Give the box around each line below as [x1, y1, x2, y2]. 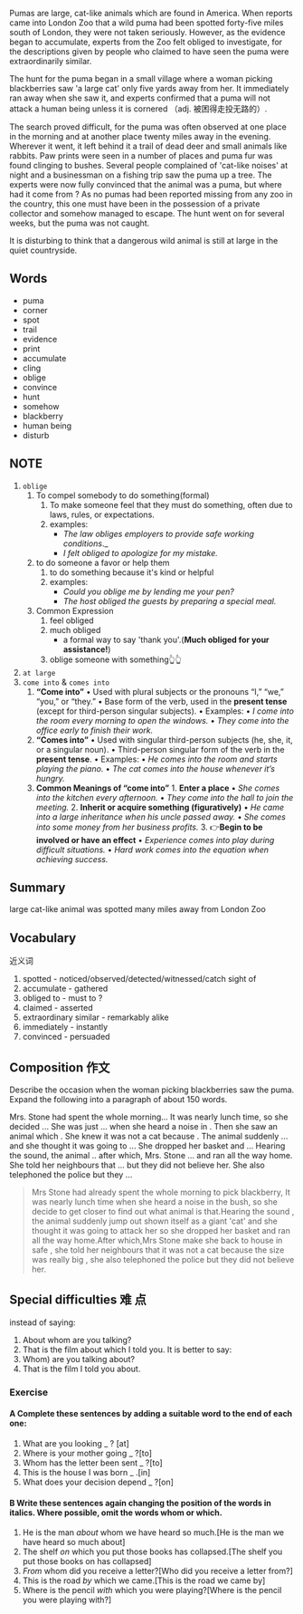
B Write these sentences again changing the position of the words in [9, 1497, 271, 1508]
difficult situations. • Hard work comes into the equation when [35, 844, 270, 855]
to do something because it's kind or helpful [49, 566, 214, 578]
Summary [9, 880, 66, 896]
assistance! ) [62, 643, 111, 655]
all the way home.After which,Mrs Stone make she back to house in [31, 1235, 283, 1246]
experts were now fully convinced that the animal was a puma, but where [9, 179, 282, 189]
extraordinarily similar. [9, 56, 92, 66]
